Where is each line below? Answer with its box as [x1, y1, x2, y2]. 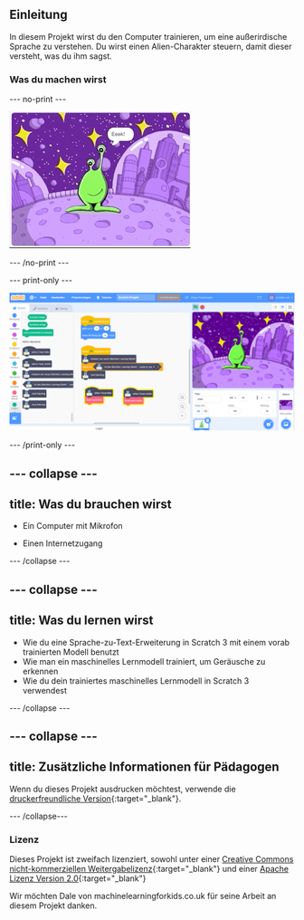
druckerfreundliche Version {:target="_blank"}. [9, 792, 182, 804]
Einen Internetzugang [22, 538, 103, 549]
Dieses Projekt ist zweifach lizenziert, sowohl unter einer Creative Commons [9, 854, 294, 865]
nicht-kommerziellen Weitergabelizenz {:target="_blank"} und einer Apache [9, 864, 290, 875]
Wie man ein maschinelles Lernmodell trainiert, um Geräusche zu [22, 656, 266, 666]
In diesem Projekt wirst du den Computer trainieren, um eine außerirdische [9, 31, 288, 42]
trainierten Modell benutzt [22, 647, 119, 657]
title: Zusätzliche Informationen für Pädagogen [9, 760, 280, 775]
